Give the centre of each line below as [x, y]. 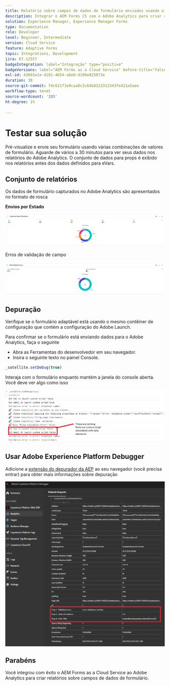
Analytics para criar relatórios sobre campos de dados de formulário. [77, 678]
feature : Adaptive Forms [31, 48]
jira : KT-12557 [21, 59]
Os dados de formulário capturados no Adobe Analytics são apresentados [83, 192]
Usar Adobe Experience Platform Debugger [75, 457]
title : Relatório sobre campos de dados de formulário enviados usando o [85, 11]
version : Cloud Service [30, 43]
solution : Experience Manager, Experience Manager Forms [67, 21]
